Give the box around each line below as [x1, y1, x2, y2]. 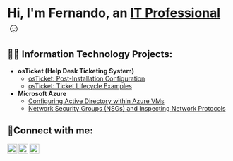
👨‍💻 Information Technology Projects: [7, 48, 173, 60]
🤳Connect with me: [7, 125, 93, 137]
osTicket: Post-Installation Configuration [28, 74, 145, 83]
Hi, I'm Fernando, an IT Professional [7, 5, 221, 21]
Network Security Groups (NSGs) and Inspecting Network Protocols [28, 105, 226, 112]
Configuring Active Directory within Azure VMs [28, 97, 165, 105]
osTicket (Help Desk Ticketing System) [17, 67, 135, 75]
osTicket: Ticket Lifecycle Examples [28, 82, 133, 90]
